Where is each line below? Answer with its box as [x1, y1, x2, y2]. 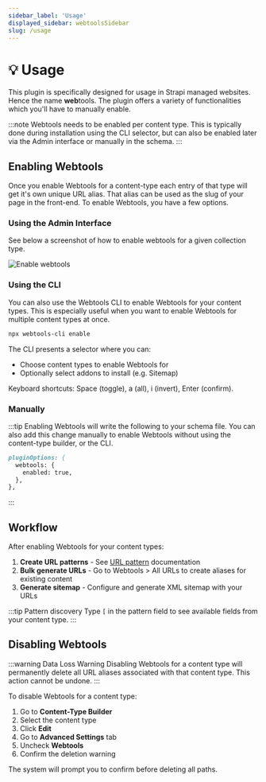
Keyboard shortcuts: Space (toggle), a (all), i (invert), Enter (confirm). [8, 383, 234, 393]
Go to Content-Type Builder [19, 706, 113, 716]
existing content [19, 574, 73, 584]
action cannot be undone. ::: [8, 675, 101, 685]
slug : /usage [8, 26, 52, 34]
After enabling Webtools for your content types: [8, 542, 164, 551]
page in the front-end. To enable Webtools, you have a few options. [8, 198, 229, 208]
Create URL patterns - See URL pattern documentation [19, 558, 201, 567]
